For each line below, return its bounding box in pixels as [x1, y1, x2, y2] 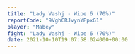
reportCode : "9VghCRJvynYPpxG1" [7, 17, 102, 24]
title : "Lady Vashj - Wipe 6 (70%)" [7, 10, 115, 18]
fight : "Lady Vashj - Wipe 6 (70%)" [7, 29, 115, 37]
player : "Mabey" [7, 23, 55, 30]
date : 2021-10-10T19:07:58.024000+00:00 [7, 36, 129, 43]
